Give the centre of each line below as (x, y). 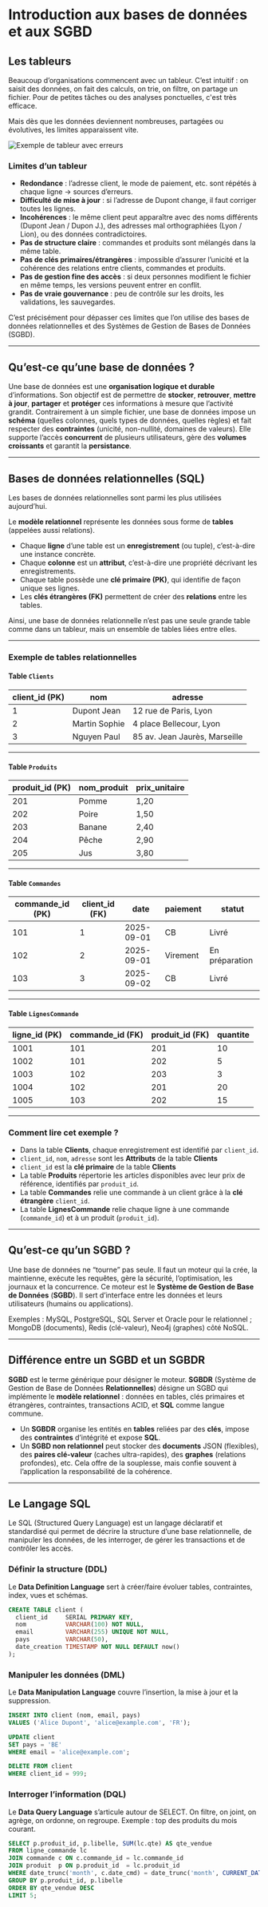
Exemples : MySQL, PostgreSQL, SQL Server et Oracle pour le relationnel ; (130, 1319)
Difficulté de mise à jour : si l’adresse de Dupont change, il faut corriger (138, 201)
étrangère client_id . (55, 1201)
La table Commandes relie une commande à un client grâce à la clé (131, 1192)
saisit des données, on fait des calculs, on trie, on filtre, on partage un (123, 89)
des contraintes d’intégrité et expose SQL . (90, 1437)
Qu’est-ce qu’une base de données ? (102, 367)
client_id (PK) (39, 697)
